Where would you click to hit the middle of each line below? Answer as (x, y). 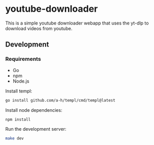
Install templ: (19, 91)
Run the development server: (36, 129)
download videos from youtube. (39, 28)
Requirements (23, 59)
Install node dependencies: (34, 110)
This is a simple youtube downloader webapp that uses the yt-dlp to (77, 23)
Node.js (21, 81)
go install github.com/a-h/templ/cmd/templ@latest (60, 100)
